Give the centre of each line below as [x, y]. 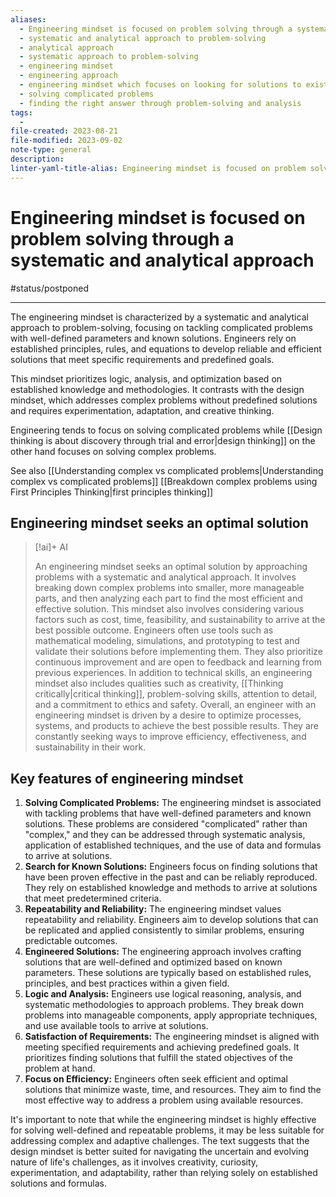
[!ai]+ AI [51, 547]
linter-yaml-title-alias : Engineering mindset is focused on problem [158, 168]
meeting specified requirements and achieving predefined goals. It [162, 1047]
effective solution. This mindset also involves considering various [169, 609]
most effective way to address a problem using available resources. [164, 1100]
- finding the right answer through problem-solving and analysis [160, 103]
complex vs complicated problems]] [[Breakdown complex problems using [164, 481]
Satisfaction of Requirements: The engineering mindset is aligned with [172, 1037]
